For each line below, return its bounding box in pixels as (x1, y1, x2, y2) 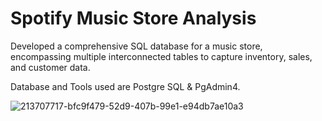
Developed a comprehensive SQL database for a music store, (10, 40, 263, 52)
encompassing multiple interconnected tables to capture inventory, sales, (10, 50, 313, 62)
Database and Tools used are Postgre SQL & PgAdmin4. (10, 80, 241, 92)
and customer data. (10, 61, 91, 73)
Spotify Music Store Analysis (10, 7, 257, 30)
